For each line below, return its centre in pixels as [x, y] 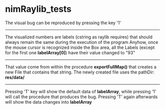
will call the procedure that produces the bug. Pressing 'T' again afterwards [82, 97]
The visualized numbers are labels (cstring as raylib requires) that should [79, 37]
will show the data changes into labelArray [49, 102]
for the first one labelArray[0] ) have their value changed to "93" [70, 52]
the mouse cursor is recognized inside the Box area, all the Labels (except [80, 47]
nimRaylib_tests [38, 9]
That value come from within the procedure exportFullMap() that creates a [81, 67]
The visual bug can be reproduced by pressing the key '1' [63, 23]
